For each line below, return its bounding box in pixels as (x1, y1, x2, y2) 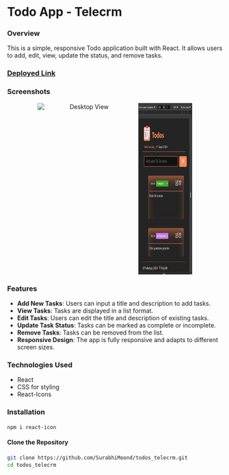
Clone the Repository (7, 438, 68, 446)
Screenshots (7, 87, 51, 97)
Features (7, 284, 38, 293)
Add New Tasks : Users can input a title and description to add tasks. (16, 300, 211, 307)
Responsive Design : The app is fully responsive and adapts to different (16, 336, 219, 343)
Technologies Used (7, 360, 73, 369)
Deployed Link (7, 69, 56, 78)
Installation (7, 407, 46, 417)
